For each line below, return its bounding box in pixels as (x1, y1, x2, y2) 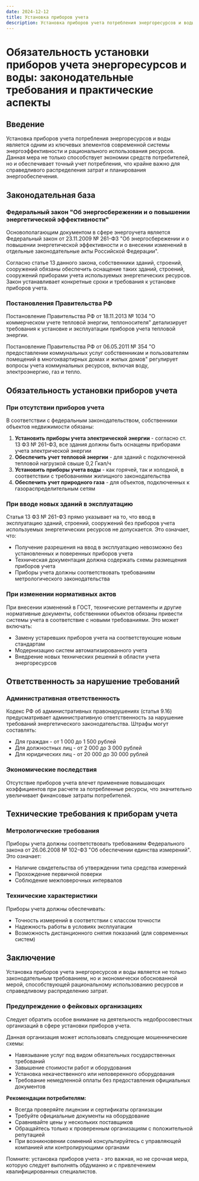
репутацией (14, 1131, 46, 1138)
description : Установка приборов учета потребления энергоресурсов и (6, 20, 182, 26)
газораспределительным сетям (14, 485, 96, 493)
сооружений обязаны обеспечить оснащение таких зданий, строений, (6, 265, 185, 273)
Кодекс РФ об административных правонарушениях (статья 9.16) (6, 707, 172, 715)
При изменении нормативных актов (6, 590, 117, 598)
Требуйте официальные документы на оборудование (14, 1112, 150, 1119)
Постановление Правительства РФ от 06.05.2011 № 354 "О (6, 343, 156, 350)
